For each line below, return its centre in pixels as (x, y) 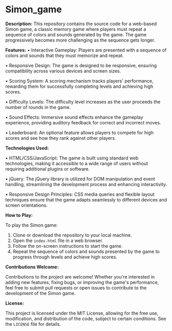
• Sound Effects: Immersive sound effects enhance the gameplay (74, 117)
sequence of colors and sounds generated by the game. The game (76, 34)
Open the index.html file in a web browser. (58, 241)
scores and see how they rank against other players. (61, 138)
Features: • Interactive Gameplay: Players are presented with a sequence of (86, 50)
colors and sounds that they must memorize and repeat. (65, 56)
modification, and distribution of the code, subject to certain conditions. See (86, 318)
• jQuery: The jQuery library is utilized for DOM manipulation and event (80, 179)
